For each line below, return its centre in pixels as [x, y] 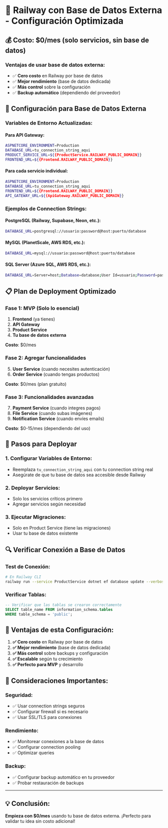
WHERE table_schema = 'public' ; [39, 614]
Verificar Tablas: [26, 594]
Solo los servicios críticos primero [47, 499]
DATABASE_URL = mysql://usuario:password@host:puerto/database [70, 253]
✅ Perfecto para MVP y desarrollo [48, 665]
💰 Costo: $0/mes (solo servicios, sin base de [77, 40]
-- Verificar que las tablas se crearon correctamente [63, 605]
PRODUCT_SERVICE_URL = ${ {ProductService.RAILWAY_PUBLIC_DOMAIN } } [73, 155]
